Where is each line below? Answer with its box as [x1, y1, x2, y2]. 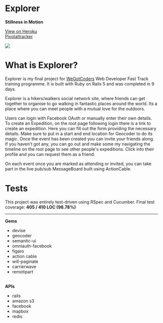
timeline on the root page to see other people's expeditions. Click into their [5, 146, 154, 152]
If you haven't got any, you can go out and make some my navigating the [5, 141, 150, 147]
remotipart [12, 269, 33, 274]
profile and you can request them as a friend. [5, 151, 96, 157]
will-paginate [12, 258, 39, 264]
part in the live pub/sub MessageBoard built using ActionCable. [5, 166, 132, 171]
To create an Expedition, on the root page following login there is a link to [5, 120, 151, 126]
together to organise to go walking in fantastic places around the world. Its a [5, 101, 158, 106]
